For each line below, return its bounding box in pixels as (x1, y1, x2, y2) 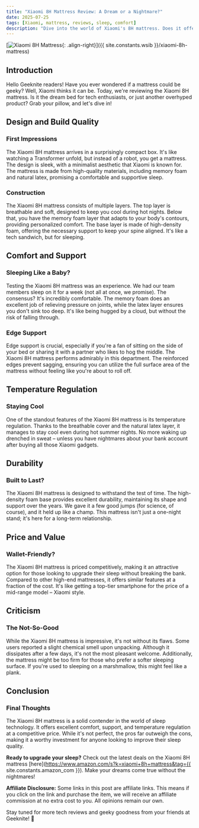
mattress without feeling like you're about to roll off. (6, 367, 132, 374)
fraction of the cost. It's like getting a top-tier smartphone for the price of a (6, 583, 189, 590)
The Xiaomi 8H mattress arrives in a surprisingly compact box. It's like (6, 148, 177, 155)
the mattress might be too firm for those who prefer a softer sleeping (6, 656, 174, 663)
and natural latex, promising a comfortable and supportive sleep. (6, 174, 164, 181)
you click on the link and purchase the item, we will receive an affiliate (6, 791, 176, 798)
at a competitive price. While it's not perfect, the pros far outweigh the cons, (6, 730, 192, 737)
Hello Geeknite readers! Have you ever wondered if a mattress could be (6, 81, 181, 88)
